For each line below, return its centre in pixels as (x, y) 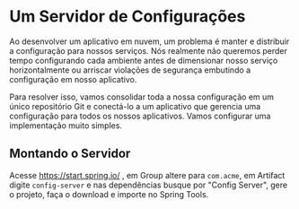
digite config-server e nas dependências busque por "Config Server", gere (149, 185)
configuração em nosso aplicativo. (73, 79)
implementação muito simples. (66, 125)
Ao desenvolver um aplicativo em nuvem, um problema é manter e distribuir (149, 41)
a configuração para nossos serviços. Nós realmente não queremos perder (148, 50)
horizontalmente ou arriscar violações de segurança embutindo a (130, 70)
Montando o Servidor (70, 154)
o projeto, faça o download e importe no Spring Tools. (109, 194)
